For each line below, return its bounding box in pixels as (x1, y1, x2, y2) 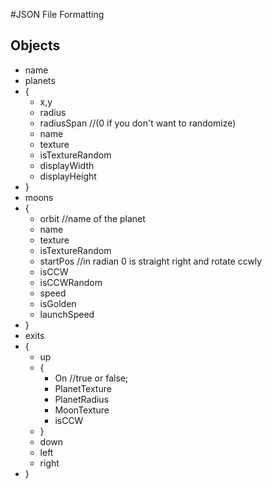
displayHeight (39, 170, 97, 182)
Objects (10, 37, 61, 54)
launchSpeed (39, 308, 95, 320)
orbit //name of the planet (39, 212, 146, 224)
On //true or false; (54, 372, 129, 384)
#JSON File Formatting (10, 9, 105, 20)
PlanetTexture (54, 382, 112, 394)
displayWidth (39, 159, 95, 171)
